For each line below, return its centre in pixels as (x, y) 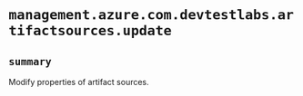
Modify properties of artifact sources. (79, 82)
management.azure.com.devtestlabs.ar (151, 15)
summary (30, 61)
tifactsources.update (90, 31)
